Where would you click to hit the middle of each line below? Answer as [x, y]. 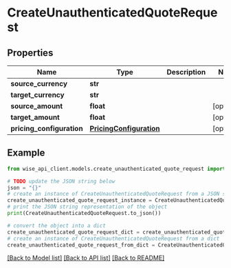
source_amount [37, 106]
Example [26, 153]
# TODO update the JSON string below [61, 181]
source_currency [39, 84]
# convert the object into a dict [57, 225]
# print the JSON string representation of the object [87, 207]
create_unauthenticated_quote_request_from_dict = [81, 245]
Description [186, 72]
